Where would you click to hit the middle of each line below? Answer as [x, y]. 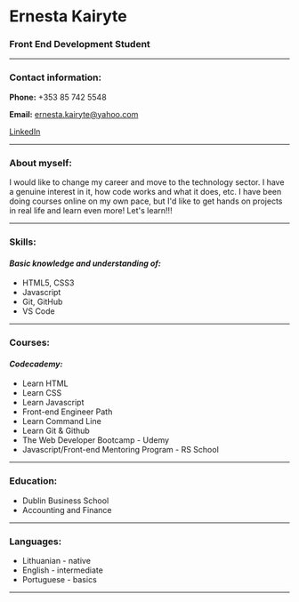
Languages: [36, 542]
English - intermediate [63, 570]
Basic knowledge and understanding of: [85, 263]
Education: [33, 481]
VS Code [38, 311]
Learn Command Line [62, 421]
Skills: [23, 242]
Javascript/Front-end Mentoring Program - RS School [121, 450]
